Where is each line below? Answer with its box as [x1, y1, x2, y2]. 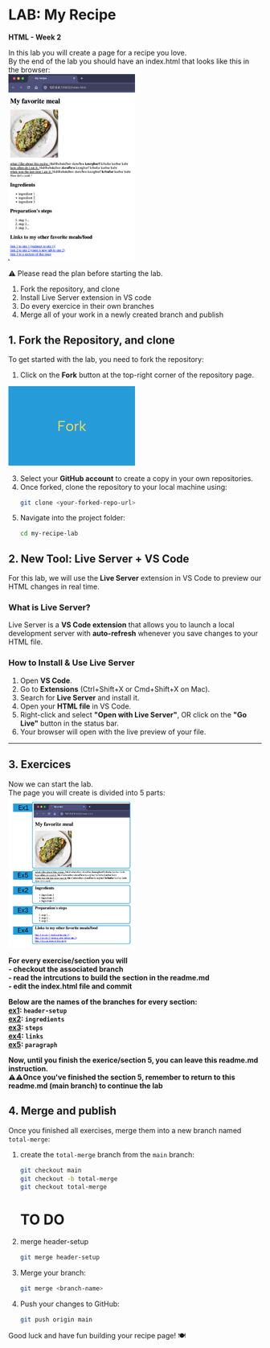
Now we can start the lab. [8, 779, 94, 789]
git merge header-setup [19, 1253, 100, 1262]
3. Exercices [8, 758, 72, 771]
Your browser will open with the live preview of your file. [19, 726, 207, 737]
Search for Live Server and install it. [19, 692, 140, 702]
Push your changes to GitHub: [19, 1299, 121, 1309]
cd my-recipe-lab [19, 529, 79, 538]
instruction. [8, 1063, 49, 1073]
